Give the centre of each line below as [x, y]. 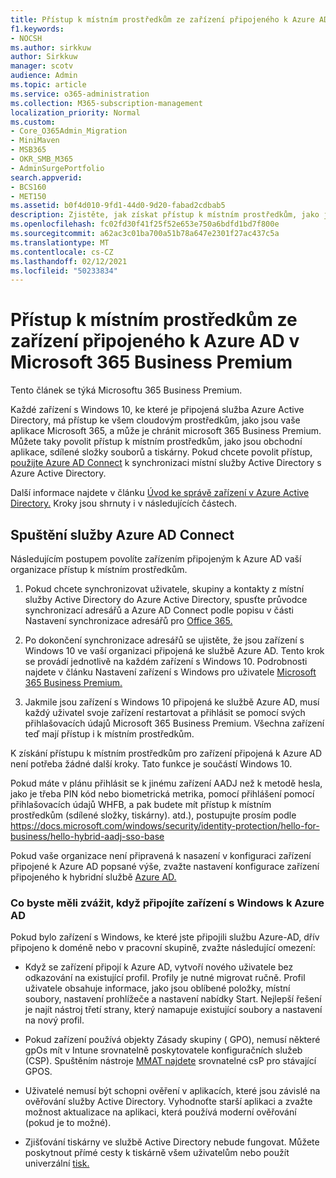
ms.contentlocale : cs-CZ [62, 252]
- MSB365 [28, 150]
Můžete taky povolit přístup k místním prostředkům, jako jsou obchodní [156, 442]
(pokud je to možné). [68, 1123]
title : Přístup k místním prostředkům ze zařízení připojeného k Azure [162, 19]
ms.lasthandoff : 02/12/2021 [69, 261]
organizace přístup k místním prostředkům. [99, 569]
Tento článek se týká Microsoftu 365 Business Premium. [126, 390]
